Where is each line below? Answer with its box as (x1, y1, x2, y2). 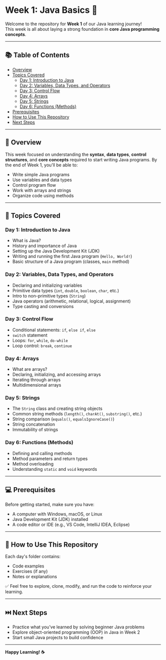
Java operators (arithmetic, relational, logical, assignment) (12, 298, 131, 304)
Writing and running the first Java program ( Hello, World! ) (12, 254, 132, 259)
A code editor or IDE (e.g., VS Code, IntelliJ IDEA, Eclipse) (12, 521, 130, 527)
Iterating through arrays (12, 377, 61, 383)
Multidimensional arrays (12, 382, 62, 388)
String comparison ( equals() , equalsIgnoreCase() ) (12, 416, 115, 422)
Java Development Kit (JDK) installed (12, 516, 88, 522)
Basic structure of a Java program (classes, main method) (12, 258, 129, 264)
